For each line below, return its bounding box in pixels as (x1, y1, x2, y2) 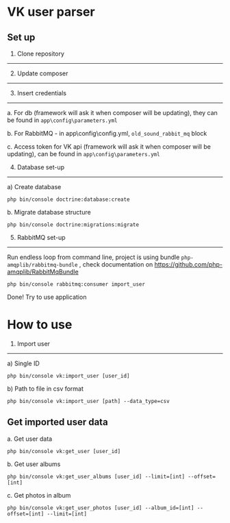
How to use (7, 317, 73, 332)
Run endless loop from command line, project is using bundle (7, 253, 180, 261)
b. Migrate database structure (7, 208, 91, 216)
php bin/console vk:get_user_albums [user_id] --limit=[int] (7, 473, 186, 480)
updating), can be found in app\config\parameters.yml (7, 150, 160, 158)
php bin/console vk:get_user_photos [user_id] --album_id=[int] (7, 504, 194, 511)
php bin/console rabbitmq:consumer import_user (7, 281, 146, 288)
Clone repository (16, 49, 65, 58)
